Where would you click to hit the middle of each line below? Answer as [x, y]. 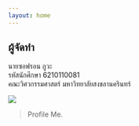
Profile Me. [45, 114]
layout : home [29, 15]
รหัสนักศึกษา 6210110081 [44, 75]
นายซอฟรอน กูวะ [30, 66]
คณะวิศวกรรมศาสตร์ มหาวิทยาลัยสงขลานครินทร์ [69, 84]
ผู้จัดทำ [22, 48]
